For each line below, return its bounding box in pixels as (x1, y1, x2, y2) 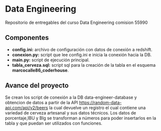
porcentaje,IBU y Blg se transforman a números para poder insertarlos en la (5, 115, 157, 121)
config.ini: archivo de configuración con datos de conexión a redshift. (12, 46, 153, 52)
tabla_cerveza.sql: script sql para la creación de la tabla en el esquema (12, 62, 156, 68)
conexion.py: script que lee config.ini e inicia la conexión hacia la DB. (12, 52, 152, 57)
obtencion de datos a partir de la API (5, 99, 79, 105)
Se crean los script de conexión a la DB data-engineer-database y (5, 94, 137, 100)
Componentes (5, 34, 49, 42)
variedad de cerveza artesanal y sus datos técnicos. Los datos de (5, 110, 137, 115)
